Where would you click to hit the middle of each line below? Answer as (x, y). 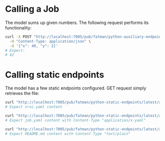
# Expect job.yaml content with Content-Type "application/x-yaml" (76, 120)
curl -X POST (18, 37)
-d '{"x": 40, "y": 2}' (34, 46)
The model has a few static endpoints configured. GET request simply (76, 88)
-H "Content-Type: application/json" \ (50, 41)
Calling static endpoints (55, 75)
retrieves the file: (22, 94)
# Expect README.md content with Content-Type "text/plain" (68, 134)
